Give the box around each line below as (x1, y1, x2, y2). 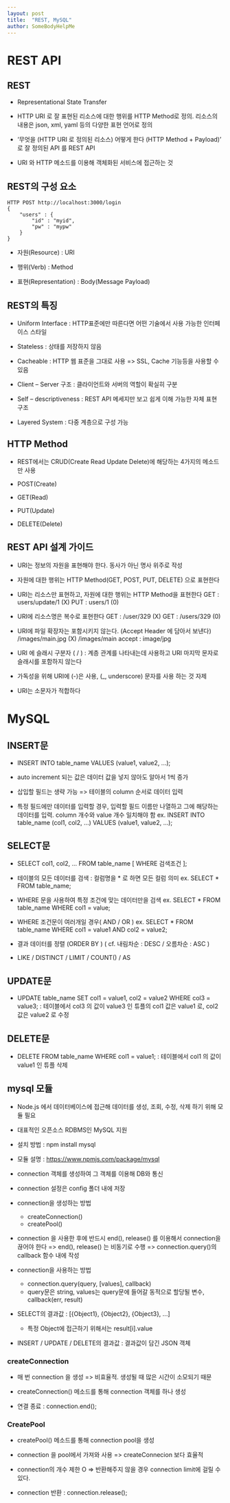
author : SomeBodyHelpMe (7, 23, 76, 30)
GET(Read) (16, 493, 49, 501)
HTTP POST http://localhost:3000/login (7, 199, 122, 206)
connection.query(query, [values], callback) (27, 1280, 152, 1288)
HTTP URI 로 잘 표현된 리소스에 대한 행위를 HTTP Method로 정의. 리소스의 (16, 112, 218, 120)
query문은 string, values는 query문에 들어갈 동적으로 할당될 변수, (27, 1287, 205, 1296)
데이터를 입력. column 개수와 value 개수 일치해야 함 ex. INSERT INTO (16, 811, 205, 819)
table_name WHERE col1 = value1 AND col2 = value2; (16, 925, 168, 934)
